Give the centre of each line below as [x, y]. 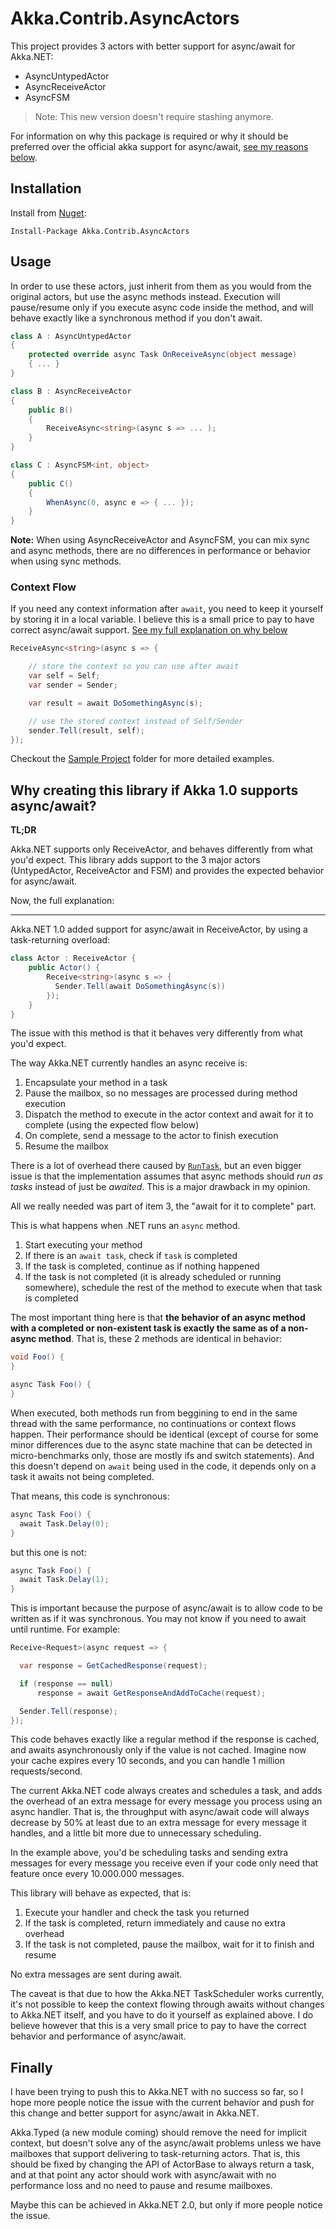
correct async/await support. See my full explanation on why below [149, 630]
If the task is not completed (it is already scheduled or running [153, 1277]
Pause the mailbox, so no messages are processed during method [161, 1093]
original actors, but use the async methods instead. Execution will [145, 296]
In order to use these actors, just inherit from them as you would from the [161, 286]
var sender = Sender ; [73, 685]
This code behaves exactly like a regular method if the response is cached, [165, 1739]
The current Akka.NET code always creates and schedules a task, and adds [166, 1791]
